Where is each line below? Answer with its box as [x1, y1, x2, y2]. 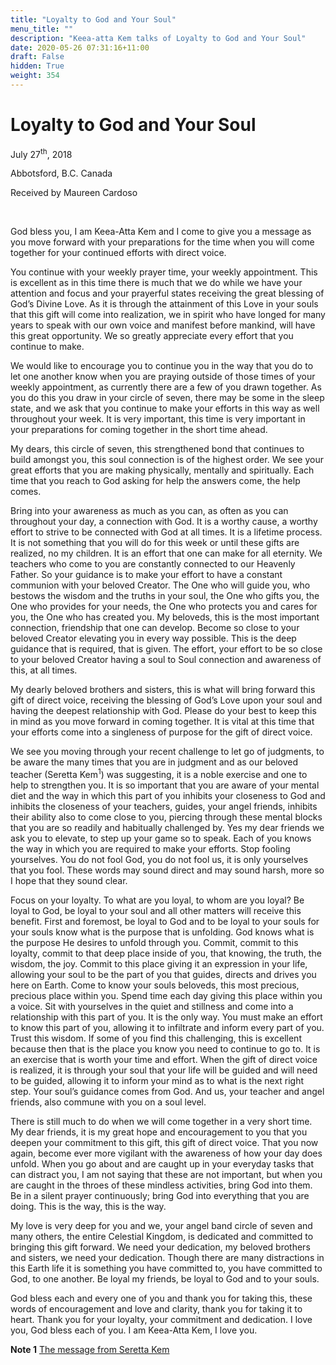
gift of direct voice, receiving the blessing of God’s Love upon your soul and [10, 694, 323, 706]
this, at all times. [10, 664, 78, 676]
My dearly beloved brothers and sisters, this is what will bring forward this [10, 684, 316, 696]
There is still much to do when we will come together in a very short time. [10, 1116, 313, 1128]
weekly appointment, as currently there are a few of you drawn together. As [10, 381, 322, 393]
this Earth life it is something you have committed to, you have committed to [10, 1262, 323, 1275]
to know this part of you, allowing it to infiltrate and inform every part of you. [10, 1022, 325, 1034]
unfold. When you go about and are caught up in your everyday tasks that [10, 1158, 314, 1170]
